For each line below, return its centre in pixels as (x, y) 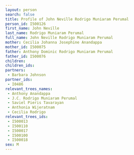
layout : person (21, 10)
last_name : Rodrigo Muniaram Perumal (45, 33)
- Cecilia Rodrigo (27, 112)
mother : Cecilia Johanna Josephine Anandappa (53, 42)
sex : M (12, 145)
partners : (16, 70)
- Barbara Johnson (27, 75)
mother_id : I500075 (26, 47)
